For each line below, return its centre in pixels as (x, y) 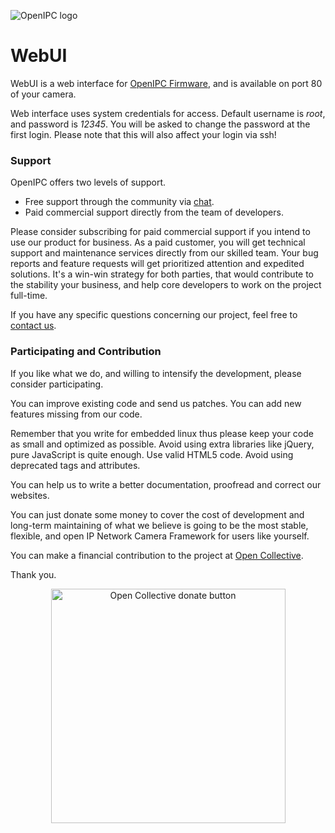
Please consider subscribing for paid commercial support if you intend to (160, 232)
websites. (30, 495)
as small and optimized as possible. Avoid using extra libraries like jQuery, (162, 444)
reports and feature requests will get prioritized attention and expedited (157, 264)
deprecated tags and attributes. (75, 465)
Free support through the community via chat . (119, 202)
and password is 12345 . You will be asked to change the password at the (160, 124)
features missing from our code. (76, 414)
